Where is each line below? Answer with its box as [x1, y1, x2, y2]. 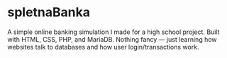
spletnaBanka [7, 4, 91, 21]
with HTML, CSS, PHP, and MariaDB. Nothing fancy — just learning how [7, 35, 218, 43]
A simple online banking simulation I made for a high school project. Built [7, 28, 220, 36]
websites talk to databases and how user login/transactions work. [7, 42, 199, 51]
